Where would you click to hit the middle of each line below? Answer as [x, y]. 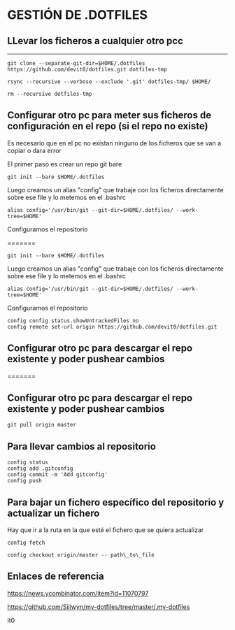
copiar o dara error [34, 150]
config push [24, 481]
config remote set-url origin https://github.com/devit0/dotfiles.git [112, 327]
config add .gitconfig [40, 468]
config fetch [26, 543]
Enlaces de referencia [56, 577]
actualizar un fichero [54, 513]
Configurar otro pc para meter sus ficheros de [109, 115]
